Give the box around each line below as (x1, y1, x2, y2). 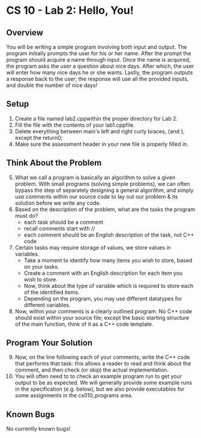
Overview (6, 28, 44, 38)
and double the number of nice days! (6, 82, 98, 89)
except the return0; (14, 134, 63, 141)
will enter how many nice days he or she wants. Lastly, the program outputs (6, 69, 193, 76)
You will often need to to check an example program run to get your (14, 373, 182, 380)
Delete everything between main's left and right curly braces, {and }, (14, 127, 185, 135)
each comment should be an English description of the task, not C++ (23, 231, 194, 238)
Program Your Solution (6, 338, 93, 348)
